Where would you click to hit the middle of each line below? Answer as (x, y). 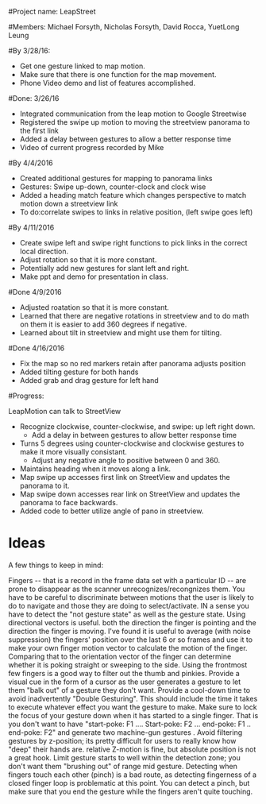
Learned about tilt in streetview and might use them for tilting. (121, 332)
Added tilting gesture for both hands (79, 372)
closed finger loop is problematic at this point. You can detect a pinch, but (129, 783)
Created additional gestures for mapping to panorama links (116, 178)
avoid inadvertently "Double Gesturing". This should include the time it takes (133, 698)
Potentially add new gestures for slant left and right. (104, 268)
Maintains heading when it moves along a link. (95, 469)
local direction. (44, 251)
